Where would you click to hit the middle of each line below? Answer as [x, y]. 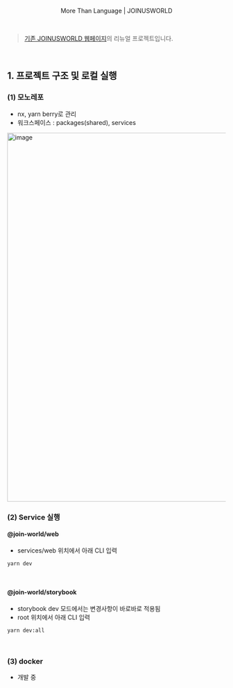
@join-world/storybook [42, 592]
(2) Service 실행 [34, 517]
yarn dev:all [26, 631]
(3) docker [25, 661]
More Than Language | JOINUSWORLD [116, 11]
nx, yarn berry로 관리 [47, 114]
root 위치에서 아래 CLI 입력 [53, 617]
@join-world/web [33, 534]
